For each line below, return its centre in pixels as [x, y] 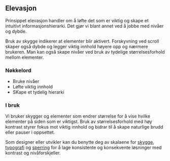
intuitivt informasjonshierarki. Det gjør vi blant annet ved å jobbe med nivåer [84, 26]
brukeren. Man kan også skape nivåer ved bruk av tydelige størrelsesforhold [85, 52]
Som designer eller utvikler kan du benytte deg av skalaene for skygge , [80, 142]
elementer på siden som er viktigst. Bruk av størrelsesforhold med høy [79, 122]
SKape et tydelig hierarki [38, 92]
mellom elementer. [25, 57]
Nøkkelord [18, 70]
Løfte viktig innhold [33, 87]
